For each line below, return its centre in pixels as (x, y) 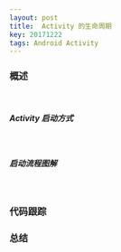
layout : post (34, 18)
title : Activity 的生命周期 (61, 26)
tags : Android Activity (54, 43)
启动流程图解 (33, 163)
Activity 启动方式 (42, 118)
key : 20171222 (36, 34)
